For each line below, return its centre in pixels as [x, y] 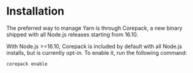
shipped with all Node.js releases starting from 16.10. [72, 34]
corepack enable [27, 64]
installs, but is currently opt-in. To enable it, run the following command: [97, 52]
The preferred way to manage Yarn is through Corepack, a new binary [94, 28]
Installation [35, 11]
